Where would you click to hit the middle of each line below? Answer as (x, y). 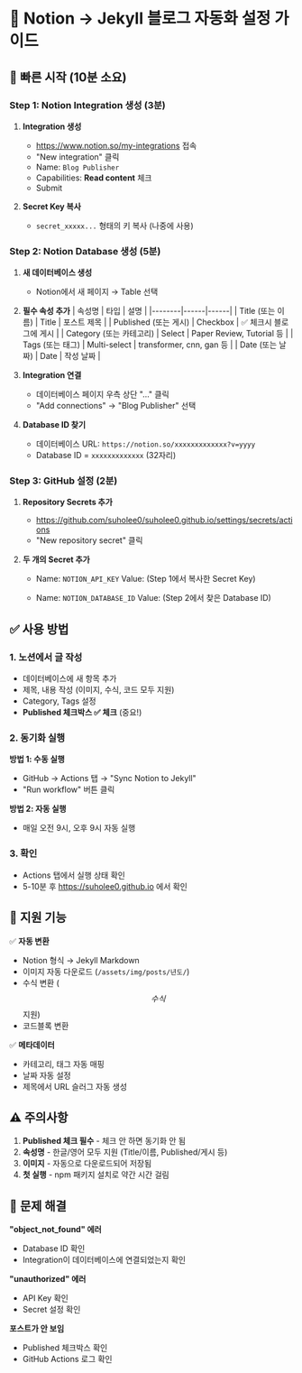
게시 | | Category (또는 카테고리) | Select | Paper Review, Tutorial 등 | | (166, 334)
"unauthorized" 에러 (48, 1279)
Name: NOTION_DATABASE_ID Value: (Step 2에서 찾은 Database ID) (154, 598)
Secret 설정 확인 (51, 1310)
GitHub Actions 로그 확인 (67, 1359)
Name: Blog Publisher (78, 167)
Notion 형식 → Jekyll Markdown (81, 960)
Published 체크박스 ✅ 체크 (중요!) (82, 713)
